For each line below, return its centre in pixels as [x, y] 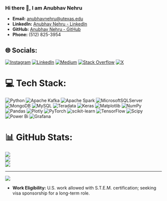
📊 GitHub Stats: [39, 138]
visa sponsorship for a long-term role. [51, 193]
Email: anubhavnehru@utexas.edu [48, 19]
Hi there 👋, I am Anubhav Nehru [44, 8]
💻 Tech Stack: [36, 83]
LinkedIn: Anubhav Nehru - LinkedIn [50, 24]
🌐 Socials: [21, 50]
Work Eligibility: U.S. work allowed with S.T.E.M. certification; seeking [84, 188]
